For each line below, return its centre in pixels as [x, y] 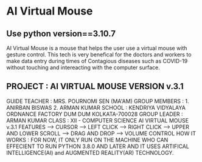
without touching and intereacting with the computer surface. [83, 67]
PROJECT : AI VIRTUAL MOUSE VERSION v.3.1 [95, 86]
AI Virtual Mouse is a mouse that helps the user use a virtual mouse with [97, 48]
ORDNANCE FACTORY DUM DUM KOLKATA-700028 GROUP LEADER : [95, 114]
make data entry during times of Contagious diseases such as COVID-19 [97, 61]
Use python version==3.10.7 [61, 34]
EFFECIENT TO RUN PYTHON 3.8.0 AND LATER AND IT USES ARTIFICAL [98, 146]
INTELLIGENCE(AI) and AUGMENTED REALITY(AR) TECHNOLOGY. [90, 152]
